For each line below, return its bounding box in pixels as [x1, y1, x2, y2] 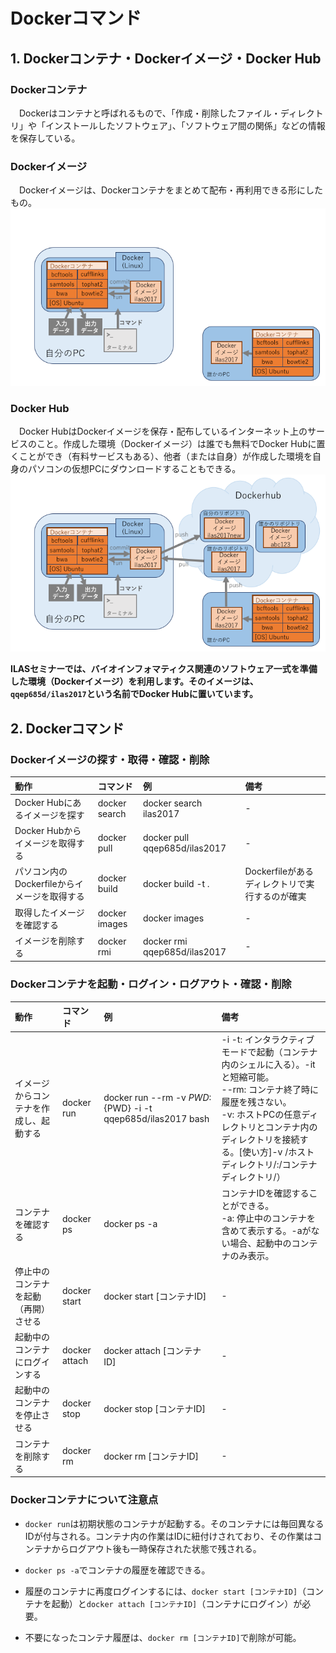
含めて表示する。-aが [221, 1224, 312, 1236]
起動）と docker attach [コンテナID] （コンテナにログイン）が [51, 1597, 303, 1609]
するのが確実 [253, 890, 307, 903]
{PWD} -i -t [103, 1102, 153, 1114]
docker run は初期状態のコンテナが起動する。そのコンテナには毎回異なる [24, 1517, 325, 1529]
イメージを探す [23, 809, 85, 821]
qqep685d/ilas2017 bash [103, 1112, 210, 1124]
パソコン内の [14, 865, 68, 878]
